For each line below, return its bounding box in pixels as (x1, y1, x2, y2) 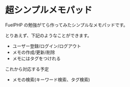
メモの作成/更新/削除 (12, 49, 55, 55)
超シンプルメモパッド (5, 4, 93, 16)
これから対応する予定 (5, 66, 49, 72)
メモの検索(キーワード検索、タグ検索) (12, 77, 91, 83)
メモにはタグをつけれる (12, 55, 61, 61)
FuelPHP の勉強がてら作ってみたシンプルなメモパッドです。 (5, 22, 128, 28)
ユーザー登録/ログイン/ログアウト (12, 43, 81, 49)
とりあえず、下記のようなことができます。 (5, 32, 92, 38)
